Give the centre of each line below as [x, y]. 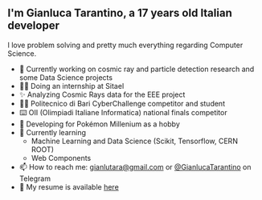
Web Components [61, 158]
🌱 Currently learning [52, 132]
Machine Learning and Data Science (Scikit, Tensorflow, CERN [135, 141]
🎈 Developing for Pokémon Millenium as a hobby [99, 124]
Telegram [35, 178]
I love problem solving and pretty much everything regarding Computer [125, 45]
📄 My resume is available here [69, 186]
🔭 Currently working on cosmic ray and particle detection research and [137, 69]
